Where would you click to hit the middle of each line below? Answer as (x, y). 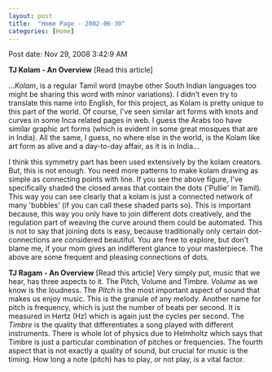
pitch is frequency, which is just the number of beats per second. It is (125, 308)
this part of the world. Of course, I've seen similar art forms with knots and (133, 112)
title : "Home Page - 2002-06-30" (67, 24)
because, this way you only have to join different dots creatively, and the (130, 214)
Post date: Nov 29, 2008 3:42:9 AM (68, 55)
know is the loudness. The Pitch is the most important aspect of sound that (134, 291)
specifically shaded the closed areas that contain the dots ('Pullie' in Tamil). (135, 188)
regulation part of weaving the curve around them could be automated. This (136, 223)
